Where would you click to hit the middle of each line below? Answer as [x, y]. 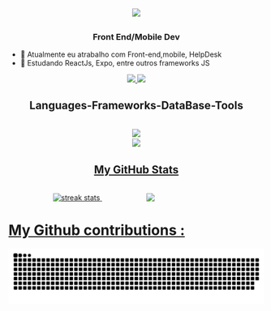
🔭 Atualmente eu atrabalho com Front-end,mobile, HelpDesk [121, 54]
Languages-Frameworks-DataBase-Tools [136, 105]
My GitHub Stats [136, 170]
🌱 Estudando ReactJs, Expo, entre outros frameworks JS [115, 63]
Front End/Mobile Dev [136, 37]
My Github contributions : [97, 230]
